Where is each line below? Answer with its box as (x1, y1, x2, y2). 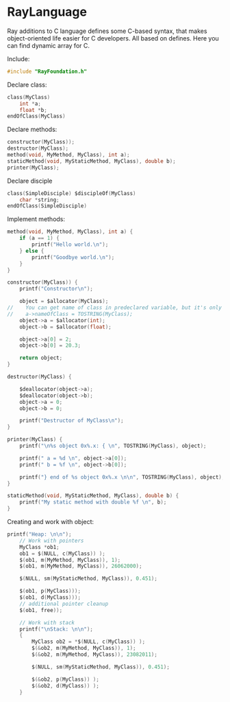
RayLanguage (7, 4, 88, 20)
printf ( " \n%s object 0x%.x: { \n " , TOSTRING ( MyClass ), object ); (19, 442, 207, 450)
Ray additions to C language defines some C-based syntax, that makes (7, 27, 207, 35)
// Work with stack (19, 619, 75, 626)
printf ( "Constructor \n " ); (19, 286, 94, 293)
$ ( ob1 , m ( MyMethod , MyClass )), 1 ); (19, 556, 121, 563)
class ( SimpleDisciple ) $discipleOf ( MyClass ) (7, 190, 136, 196)
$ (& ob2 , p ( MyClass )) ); (31, 676, 99, 683)
